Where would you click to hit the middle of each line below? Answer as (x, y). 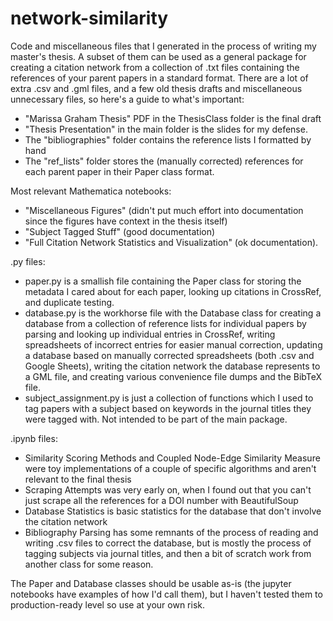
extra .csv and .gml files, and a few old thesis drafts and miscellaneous (156, 88)
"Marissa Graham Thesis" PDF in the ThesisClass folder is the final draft (173, 118)
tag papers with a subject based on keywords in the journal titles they (168, 408)
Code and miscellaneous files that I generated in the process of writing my (163, 46)
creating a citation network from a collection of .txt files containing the (155, 67)
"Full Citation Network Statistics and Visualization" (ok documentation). (171, 242)
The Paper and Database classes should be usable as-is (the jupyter (151, 583)
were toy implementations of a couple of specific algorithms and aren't (170, 468)
